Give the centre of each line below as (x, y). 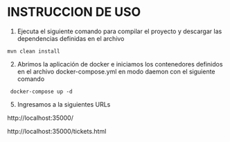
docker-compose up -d (41, 91)
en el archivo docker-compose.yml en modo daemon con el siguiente (116, 71)
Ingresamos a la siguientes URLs (64, 104)
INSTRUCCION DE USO (74, 12)
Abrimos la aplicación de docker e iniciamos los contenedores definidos (120, 64)
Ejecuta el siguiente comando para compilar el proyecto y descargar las (120, 31)
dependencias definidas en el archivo (71, 38)
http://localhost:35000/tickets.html (57, 131)
